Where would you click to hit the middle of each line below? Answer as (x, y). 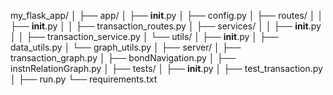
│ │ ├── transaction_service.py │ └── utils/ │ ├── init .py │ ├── (144, 36)
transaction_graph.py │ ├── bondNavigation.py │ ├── (123, 58)
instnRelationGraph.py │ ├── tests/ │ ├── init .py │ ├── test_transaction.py (166, 68)
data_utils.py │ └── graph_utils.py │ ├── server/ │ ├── (126, 47)
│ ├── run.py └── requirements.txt (84, 79)
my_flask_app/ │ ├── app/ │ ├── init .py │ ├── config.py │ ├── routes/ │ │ (167, 15)
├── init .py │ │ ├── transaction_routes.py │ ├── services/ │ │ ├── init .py (166, 26)
